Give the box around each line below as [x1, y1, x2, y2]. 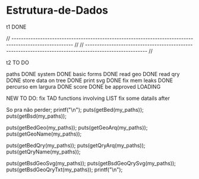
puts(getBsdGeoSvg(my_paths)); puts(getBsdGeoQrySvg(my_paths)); [6, 159, 176, 167]
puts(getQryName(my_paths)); [6, 148, 81, 155]
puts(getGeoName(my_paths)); [6, 130, 82, 137]
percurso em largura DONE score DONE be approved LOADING [6, 83, 161, 90]
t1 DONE [6, 23, 27, 30]
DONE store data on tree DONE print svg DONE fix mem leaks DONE [6, 77, 173, 84]
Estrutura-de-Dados [6, 4, 109, 17]
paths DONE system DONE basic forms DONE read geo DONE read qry [6, 70, 180, 77]
